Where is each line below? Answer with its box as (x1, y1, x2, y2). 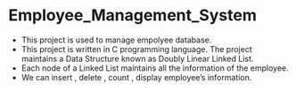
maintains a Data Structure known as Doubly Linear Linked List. (21, 53, 254, 64)
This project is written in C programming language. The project (21, 43, 252, 54)
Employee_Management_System (8, 5, 258, 26)
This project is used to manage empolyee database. (21, 34, 212, 45)
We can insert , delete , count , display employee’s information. (21, 72, 252, 82)
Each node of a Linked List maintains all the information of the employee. (21, 63, 289, 73)
